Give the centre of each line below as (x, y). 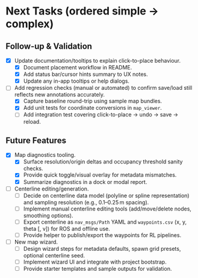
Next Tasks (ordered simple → (82, 11)
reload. (32, 121)
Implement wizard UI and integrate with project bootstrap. (95, 262)
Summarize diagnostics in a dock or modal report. (85, 182)
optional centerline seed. (54, 255)
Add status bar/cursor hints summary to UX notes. (85, 74)
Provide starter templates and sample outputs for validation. (97, 269)
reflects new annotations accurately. (59, 95)
